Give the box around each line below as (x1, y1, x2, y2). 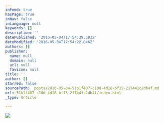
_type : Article (5, 95, 37, 100)
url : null (9, 62, 30, 67)
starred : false (5, 81, 37, 86)
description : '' (5, 30, 39, 35)
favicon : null (9, 67, 39, 72)
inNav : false (5, 16, 32, 21)
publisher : (5, 49, 28, 54)
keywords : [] (5, 26, 32, 31)
